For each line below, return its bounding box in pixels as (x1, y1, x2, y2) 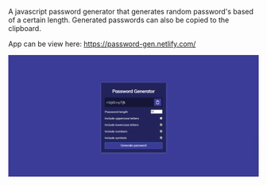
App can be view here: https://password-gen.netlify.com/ (8, 39, 196, 49)
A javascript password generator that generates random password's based (8, 7, 254, 16)
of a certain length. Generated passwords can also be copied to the (8, 15, 230, 25)
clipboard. (8, 24, 41, 33)
